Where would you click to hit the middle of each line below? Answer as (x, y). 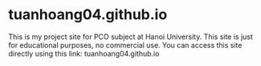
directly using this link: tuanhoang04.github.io (84, 53)
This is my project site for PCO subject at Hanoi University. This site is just (130, 37)
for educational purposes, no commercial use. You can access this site (125, 45)
